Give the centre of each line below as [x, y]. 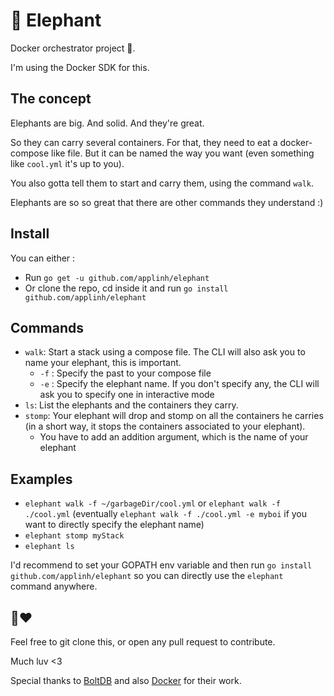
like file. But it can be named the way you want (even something [183, 153]
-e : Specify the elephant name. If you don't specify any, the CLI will [179, 384]
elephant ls [49, 547]
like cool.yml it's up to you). [67, 163]
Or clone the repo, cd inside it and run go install [126, 288]
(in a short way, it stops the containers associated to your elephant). [165, 426]
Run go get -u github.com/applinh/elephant [117, 277]
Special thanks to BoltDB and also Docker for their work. [126, 680]
